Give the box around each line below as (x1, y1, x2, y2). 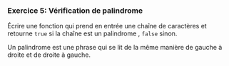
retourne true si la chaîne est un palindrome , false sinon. (7, 29, 178, 38)
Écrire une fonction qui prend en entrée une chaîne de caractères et (7, 22, 207, 31)
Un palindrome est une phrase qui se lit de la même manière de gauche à (7, 43, 223, 52)
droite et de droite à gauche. (7, 50, 91, 59)
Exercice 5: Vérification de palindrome (7, 6, 143, 16)
